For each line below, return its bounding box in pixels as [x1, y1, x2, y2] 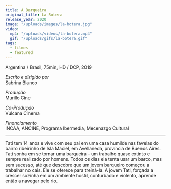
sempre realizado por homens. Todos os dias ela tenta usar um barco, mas [5, 156, 162, 162]
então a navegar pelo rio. [5, 178, 58, 184]
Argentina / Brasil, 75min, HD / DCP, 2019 [5, 64, 92, 70]
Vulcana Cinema [5, 110, 40, 116]
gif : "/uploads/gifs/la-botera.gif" [10, 36, 88, 41]
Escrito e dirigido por [5, 74, 49, 80]
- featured [10, 50, 33, 55]
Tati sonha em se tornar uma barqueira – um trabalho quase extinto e [5, 151, 150, 157]
